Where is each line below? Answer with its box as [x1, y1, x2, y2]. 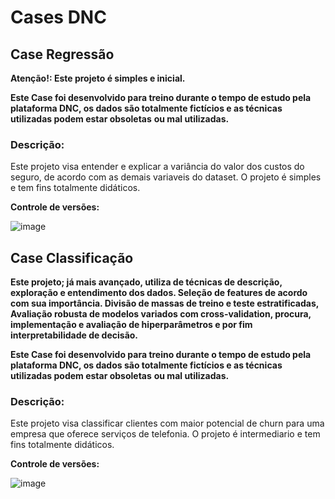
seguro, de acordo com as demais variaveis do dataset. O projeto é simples [10, 171, 322, 183]
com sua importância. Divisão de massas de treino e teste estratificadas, [10, 297, 320, 310]
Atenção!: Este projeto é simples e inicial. [10, 72, 186, 84]
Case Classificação [10, 249, 134, 266]
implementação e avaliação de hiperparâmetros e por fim [10, 319, 253, 331]
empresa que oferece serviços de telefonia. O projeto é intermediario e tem [10, 428, 321, 440]
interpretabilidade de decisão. [10, 329, 139, 341]
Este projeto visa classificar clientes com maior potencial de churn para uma [10, 417, 325, 430]
